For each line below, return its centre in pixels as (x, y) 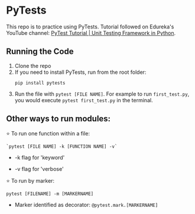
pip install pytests (40, 83)
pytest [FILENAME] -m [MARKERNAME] (50, 194)
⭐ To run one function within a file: (48, 133)
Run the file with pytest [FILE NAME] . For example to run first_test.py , (102, 94)
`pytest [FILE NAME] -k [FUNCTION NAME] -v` (62, 146)
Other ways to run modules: (58, 119)
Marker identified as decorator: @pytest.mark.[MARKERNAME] (86, 205)
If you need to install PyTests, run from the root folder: (80, 72)
